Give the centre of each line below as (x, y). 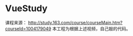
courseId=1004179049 (28, 28)
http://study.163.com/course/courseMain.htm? (75, 22)
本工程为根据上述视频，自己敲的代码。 (91, 28)
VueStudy (26, 9)
